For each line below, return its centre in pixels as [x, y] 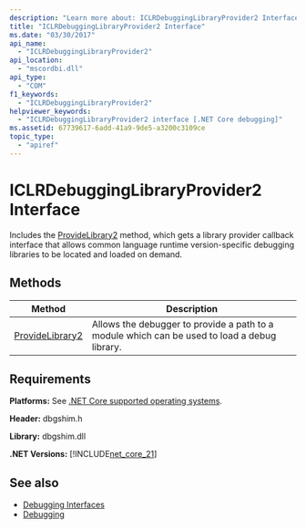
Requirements [50, 379]
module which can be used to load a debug [184, 336]
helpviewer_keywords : [51, 111]
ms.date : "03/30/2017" [52, 35]
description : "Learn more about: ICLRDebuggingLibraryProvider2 [134, 18]
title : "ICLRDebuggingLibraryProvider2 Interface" [107, 26]
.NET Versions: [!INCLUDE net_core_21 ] [83, 454]
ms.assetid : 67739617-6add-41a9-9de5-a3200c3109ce [107, 129]
